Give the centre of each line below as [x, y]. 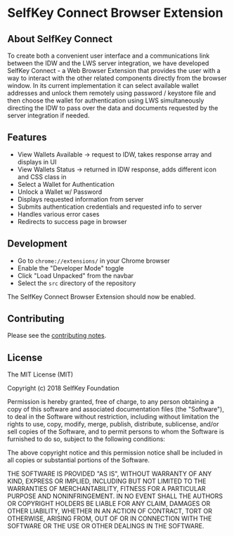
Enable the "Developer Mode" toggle [71, 268]
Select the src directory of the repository [77, 283]
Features [27, 137]
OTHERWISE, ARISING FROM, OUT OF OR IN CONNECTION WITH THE [110, 518]
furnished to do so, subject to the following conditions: [86, 439]
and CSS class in [42, 176]
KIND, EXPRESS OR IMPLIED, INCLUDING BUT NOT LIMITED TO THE [107, 481]
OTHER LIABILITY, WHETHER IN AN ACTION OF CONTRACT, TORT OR [110, 511]
